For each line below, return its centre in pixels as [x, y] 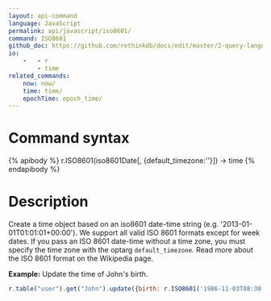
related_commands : [39, 76]
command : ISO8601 [38, 38]
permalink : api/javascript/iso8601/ [70, 31]
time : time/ [43, 91]
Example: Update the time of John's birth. [78, 274]
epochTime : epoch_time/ [63, 98]
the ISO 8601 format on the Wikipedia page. [81, 258]
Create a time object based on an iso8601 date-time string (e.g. [114, 224]
